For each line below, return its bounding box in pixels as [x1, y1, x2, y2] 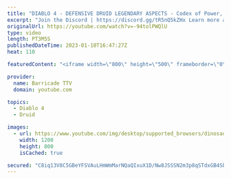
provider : [7, 73, 36, 80]
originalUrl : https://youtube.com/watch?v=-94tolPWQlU [7, 23, 168, 30]
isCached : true [19, 149, 63, 156]
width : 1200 [19, 136, 54, 143]
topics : [7, 98, 30, 105]
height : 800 [19, 143, 54, 150]
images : [7, 124, 30, 131]
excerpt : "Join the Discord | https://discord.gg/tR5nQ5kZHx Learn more [7, 17, 220, 23]
